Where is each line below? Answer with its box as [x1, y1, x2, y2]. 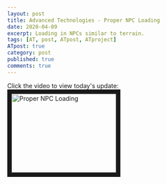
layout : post [7, 10, 45, 17]
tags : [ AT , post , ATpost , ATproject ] [7, 36, 117, 43]
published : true [7, 56, 54, 63]
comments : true [7, 62, 51, 69]
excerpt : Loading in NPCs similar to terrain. [7, 29, 145, 37]
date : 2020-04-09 [7, 23, 58, 30]
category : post [7, 50, 51, 57]
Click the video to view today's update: [7, 81, 119, 90]
